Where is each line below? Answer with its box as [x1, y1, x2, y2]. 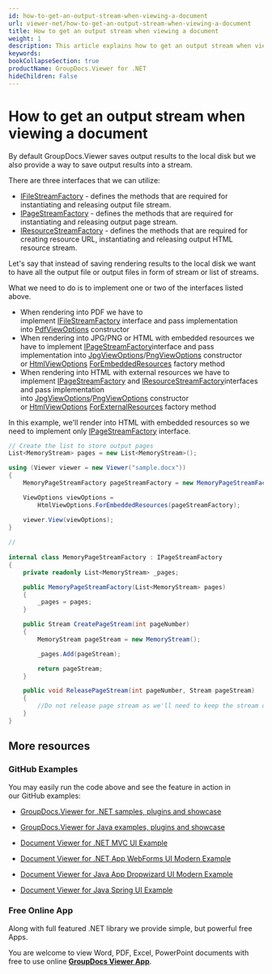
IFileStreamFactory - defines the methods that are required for [19, 191, 228, 201]
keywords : [8, 49, 42, 58]
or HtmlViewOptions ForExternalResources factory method [19, 402, 217, 412]
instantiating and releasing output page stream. [19, 216, 178, 227]
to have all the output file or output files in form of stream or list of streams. [8, 267, 259, 276]
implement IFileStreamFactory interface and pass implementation [19, 315, 238, 325]
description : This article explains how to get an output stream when [8, 42, 252, 50]
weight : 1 [8, 34, 42, 43]
